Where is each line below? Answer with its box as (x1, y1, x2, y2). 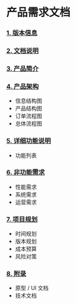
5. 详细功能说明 (6, 137, 51, 145)
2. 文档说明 (6, 47, 39, 55)
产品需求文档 (6, 5, 71, 19)
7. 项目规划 (6, 215, 38, 224)
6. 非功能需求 (6, 168, 45, 177)
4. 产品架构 (6, 82, 39, 91)
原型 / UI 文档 (15, 284, 49, 292)
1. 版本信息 (6, 29, 38, 37)
